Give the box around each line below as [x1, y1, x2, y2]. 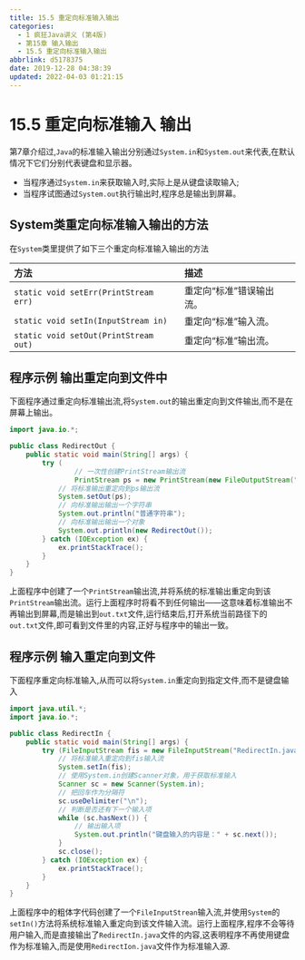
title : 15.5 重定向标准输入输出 [9, 13, 120, 23]
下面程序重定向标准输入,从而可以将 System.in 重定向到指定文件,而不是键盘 [9, 675, 281, 685]
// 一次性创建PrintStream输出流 [74, 466, 186, 476]
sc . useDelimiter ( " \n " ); [57, 796, 148, 806]
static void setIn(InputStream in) [14, 315, 168, 326]
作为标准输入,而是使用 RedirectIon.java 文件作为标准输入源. [9, 941, 231, 952]
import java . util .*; [9, 704, 88, 713]
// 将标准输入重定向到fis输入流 [57, 754, 164, 763]
